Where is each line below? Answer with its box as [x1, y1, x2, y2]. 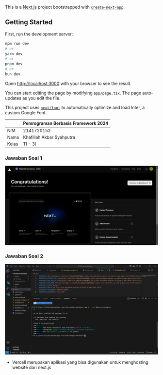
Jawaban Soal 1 [5, 154, 43, 161]
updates [5, 95, 22, 101]
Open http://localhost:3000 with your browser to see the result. [5, 80, 132, 86]
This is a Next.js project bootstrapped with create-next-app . [5, 4, 125, 10]
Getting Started [5, 18, 53, 26]
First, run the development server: [5, 31, 73, 37]
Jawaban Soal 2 [5, 253, 44, 259]
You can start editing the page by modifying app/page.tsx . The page [5, 90, 142, 96]
